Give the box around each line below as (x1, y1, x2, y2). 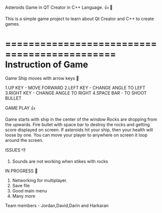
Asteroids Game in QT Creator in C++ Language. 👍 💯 (5, 4, 113, 10)
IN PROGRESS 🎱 (5, 168, 38, 174)
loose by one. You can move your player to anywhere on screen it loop (5, 132, 148, 138)
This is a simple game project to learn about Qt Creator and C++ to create (5, 16, 154, 22)
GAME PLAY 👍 (5, 105, 35, 111)
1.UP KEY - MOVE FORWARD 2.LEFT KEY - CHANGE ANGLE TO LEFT (5, 84, 146, 90)
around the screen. (5, 137, 44, 143)
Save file (12, 183, 30, 188)
